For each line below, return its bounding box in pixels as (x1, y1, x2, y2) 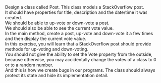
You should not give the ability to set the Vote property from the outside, (5, 51, 153, 57)
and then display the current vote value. (5, 36, 87, 41)
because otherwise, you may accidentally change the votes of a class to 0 (5, 57, 157, 62)
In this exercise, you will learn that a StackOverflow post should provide (5, 41, 151, 46)
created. (5, 15, 22, 20)
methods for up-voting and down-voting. (5, 46, 89, 52)
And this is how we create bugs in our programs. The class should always (5, 67, 156, 73)
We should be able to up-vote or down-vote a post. (5, 20, 110, 26)
